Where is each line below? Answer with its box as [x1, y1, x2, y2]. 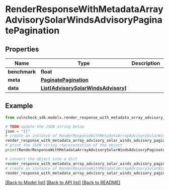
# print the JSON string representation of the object [5, 143, 123, 148]
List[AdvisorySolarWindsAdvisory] [40, 84, 127, 91]
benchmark [8, 68, 36, 75]
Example [5, 102, 33, 110]
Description [131, 60, 160, 66]
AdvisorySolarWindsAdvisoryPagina [5, 14, 162, 26]
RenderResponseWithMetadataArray [5, 4, 163, 15]
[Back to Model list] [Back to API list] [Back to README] [5, 179, 121, 185]
